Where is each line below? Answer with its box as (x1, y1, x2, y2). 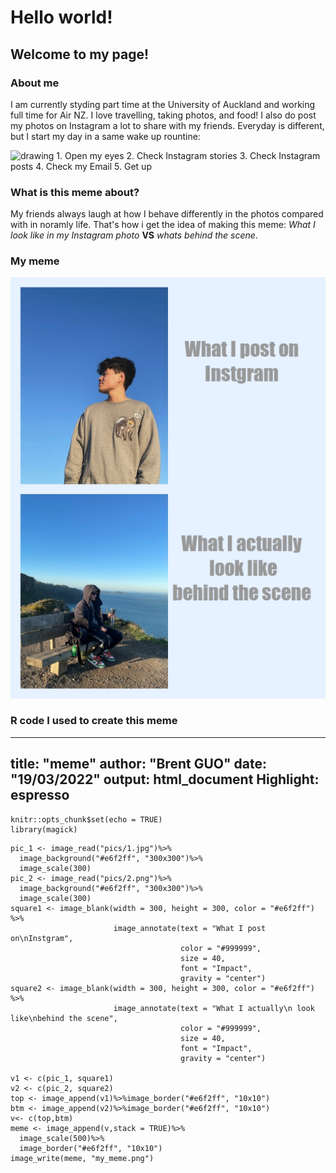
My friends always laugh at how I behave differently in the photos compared (10, 208, 324, 220)
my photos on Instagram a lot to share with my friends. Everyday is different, (10, 119, 325, 131)
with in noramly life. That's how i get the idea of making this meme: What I (10, 219, 316, 231)
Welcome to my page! (10, 46, 150, 63)
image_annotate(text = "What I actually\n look (113, 1003, 315, 1013)
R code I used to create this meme (10, 714, 178, 728)
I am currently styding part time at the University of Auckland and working (10, 98, 316, 110)
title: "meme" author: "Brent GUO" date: (10, 756, 267, 773)
